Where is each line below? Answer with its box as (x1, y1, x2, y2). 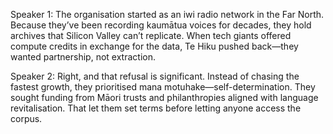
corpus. (10, 113, 43, 124)
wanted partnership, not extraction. (10, 51, 156, 63)
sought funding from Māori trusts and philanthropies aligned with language (10, 92, 319, 103)
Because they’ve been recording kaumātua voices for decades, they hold (10, 19, 312, 31)
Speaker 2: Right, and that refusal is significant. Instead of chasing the (10, 70, 300, 82)
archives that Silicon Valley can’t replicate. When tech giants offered (10, 30, 292, 41)
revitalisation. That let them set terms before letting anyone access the (10, 102, 302, 114)
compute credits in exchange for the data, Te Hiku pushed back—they (10, 40, 299, 52)
